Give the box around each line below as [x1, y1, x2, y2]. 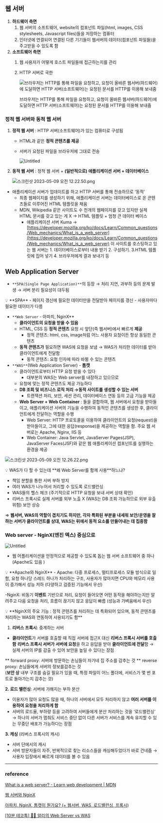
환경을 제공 [26, 447, 48, 452]
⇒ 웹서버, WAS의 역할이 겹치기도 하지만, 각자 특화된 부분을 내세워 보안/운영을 [5, 512, 151, 518]
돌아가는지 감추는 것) [14, 676, 53, 682]
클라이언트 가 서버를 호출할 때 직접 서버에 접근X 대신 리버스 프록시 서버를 [12, 635, 148, 641]
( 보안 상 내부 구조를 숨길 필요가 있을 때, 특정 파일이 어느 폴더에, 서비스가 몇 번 [5, 670, 151, 676]
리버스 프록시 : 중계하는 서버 [12, 625, 64, 631]
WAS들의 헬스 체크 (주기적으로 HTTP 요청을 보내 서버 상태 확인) [12, 489, 133, 495]
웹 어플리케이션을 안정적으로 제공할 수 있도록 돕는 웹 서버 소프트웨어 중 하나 [12, 553, 155, 559]
